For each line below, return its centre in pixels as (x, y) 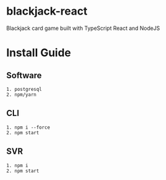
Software (24, 75)
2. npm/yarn (21, 95)
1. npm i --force (28, 127)
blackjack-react (47, 11)
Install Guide (39, 53)
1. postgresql (24, 89)
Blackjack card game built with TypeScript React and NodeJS (83, 28)
